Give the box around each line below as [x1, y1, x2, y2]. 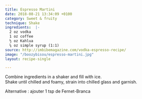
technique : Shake [5, 20, 40, 26]
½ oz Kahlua [9, 39, 34, 43]
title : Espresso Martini [5, 7, 55, 12]
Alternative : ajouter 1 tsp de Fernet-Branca [5, 88, 91, 94]
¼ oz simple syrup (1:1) [9, 43, 59, 48]
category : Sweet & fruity [5, 16, 57, 21]
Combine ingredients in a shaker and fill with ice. [5, 74, 102, 80]
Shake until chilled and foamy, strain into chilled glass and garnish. [5, 79, 138, 85]
